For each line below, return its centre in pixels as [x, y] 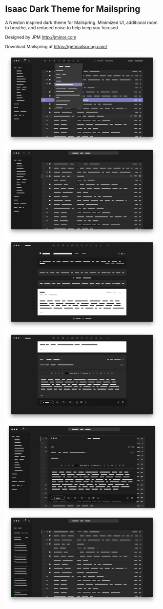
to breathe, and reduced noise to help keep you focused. [62, 27]
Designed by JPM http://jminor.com [41, 37]
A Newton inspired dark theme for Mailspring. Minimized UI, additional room [81, 22]
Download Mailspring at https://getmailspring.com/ [56, 46]
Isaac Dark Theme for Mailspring [73, 9]
